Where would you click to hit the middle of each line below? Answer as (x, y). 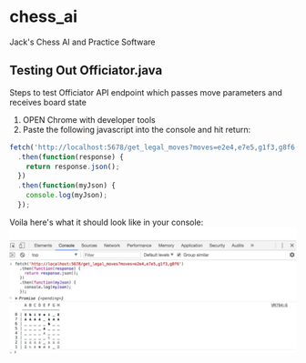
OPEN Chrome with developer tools (89, 119)
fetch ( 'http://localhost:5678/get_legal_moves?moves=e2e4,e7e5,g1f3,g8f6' (154, 147)
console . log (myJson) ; (66, 196)
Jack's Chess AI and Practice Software (82, 42)
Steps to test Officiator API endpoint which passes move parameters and (146, 92)
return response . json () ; (73, 166)
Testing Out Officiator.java (86, 71)
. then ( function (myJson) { (67, 186)
